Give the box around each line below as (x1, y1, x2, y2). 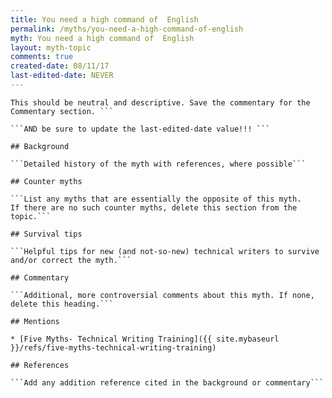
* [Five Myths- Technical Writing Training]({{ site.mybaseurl (10, 334, 280, 344)
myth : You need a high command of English (10, 33, 195, 43)
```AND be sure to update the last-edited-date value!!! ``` (10, 124, 271, 134)
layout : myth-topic (10, 42, 92, 53)
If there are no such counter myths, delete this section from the (10, 202, 298, 213)
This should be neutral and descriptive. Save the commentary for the (10, 97, 311, 108)
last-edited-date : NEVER (10, 71, 114, 81)
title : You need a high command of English (10, 14, 199, 25)
